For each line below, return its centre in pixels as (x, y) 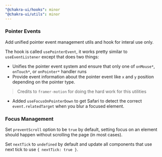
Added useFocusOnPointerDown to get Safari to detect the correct (77, 101)
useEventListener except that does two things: (52, 56)
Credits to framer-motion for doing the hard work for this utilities (82, 91)
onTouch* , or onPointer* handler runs (49, 71)
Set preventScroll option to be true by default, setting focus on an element (81, 130)
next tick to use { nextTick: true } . (42, 150)
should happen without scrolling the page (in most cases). (64, 135)
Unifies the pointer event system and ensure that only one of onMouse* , (83, 66)
